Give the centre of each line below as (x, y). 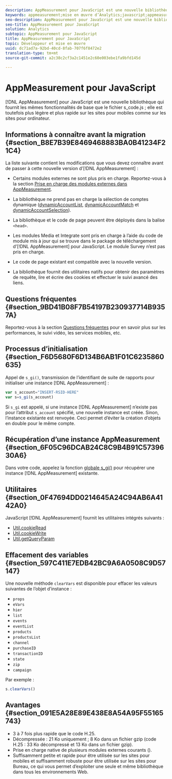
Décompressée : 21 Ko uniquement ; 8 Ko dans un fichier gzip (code (84, 739)
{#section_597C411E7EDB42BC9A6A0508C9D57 (85, 563)
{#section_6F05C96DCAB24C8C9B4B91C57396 (85, 447)
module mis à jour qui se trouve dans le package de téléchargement (84, 241)
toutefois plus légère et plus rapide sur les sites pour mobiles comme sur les (86, 113)
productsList (27, 637)
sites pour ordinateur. (28, 118)
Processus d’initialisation (47, 349)
